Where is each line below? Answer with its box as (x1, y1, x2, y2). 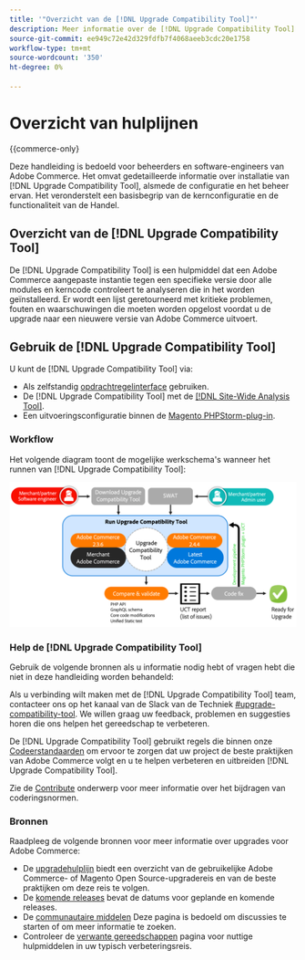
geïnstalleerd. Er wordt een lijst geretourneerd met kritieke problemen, (9, 293, 273, 305)
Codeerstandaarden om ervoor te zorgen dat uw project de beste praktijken (9, 746, 294, 757)
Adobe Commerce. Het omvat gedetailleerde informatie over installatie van (9, 170, 290, 182)
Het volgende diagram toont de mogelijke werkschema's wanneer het (9, 454, 271, 464)
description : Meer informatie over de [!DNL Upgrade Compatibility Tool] (9, 24, 296, 34)
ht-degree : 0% (9, 63, 64, 72)
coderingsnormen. (9, 792, 79, 803)
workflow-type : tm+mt (9, 44, 92, 53)
